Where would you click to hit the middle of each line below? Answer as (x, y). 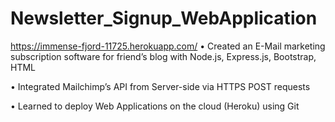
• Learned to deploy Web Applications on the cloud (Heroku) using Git (155, 106)
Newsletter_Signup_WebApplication (164, 18)
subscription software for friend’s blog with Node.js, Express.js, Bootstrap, (163, 56)
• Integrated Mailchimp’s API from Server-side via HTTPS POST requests (160, 86)
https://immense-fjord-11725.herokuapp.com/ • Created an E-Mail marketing (168, 46)
